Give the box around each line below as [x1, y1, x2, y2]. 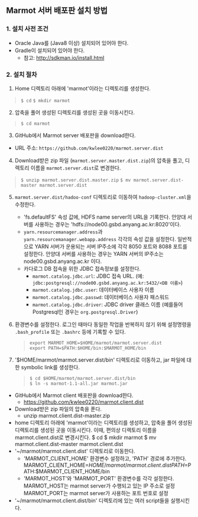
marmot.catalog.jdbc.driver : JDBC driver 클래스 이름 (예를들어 [32, 301, 183, 308]
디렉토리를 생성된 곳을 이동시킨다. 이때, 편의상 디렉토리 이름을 [14, 426, 157, 433]
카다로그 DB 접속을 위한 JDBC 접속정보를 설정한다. [23, 265, 141, 272]
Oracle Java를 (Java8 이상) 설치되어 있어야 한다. [14, 39, 129, 46]
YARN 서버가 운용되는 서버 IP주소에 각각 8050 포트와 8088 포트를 [34, 243, 188, 250]
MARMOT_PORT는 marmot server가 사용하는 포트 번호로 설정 [23, 489, 168, 496]
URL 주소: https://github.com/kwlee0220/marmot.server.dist [14, 144, 164, 151]
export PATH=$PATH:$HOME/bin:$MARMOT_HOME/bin [29, 345, 147, 351]
